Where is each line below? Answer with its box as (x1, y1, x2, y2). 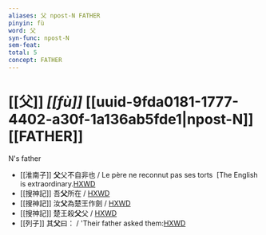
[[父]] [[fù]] (8, 93, 83, 112)
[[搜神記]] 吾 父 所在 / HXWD (19, 188, 110, 198)
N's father (8, 153, 42, 163)
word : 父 (8, 26, 36, 34)
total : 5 (8, 49, 38, 57)
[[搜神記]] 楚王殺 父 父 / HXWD (19, 208, 117, 217)
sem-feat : (8, 41, 42, 49)
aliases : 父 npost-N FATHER (8, 11, 101, 20)
